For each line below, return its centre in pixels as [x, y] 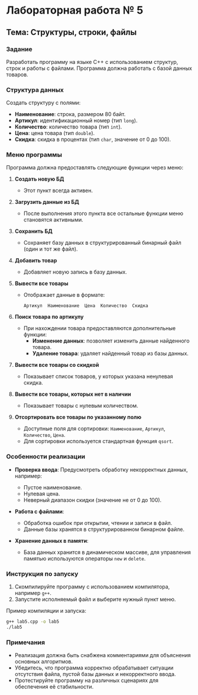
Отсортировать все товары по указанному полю [78, 417]
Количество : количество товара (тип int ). [68, 127]
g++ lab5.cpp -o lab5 [33, 622]
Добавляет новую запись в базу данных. [75, 272]
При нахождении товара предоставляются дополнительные [100, 328]
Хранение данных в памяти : [51, 540]
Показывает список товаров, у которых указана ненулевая [98, 376]
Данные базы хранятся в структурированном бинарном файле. [104, 529]
